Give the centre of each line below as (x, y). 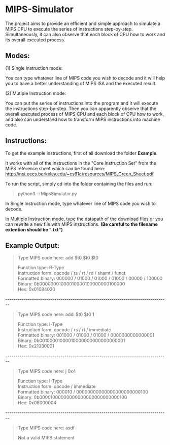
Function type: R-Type (41, 268)
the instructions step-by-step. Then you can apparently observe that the (81, 109)
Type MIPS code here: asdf (46, 428)
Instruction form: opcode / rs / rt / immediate (64, 330)
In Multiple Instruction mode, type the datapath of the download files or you (84, 219)
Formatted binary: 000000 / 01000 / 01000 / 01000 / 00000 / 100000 (90, 278)
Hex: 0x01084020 (37, 290)
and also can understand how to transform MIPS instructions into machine (83, 119)
